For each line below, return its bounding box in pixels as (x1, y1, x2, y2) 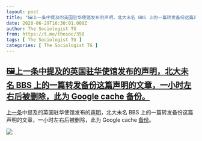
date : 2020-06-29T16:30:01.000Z (6, 20, 87, 26)
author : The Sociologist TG (6, 25, 77, 32)
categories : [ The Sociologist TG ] (6, 43, 98, 49)
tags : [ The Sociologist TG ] (6, 37, 82, 43)
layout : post (6, 8, 39, 15)
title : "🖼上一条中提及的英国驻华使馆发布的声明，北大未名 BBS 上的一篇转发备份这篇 (6, 14, 194, 20)
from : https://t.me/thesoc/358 (6, 31, 85, 37)
